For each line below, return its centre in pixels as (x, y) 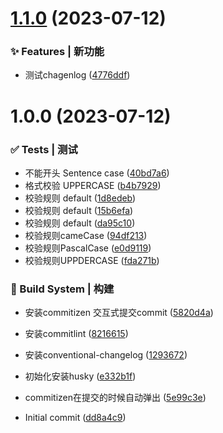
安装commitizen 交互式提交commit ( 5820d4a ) (119, 313)
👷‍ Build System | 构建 (62, 289)
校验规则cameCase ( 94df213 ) (86, 235)
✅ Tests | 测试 (44, 149)
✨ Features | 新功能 (57, 52)
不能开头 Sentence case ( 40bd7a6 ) (97, 173)
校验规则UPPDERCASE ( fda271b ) (92, 260)
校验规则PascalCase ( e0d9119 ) (88, 248)
